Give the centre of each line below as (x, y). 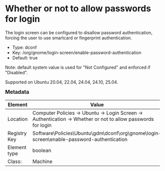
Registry (17, 133)
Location (18, 119)
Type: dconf (24, 47)
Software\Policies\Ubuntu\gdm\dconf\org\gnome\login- (97, 133)
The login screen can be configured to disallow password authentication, (79, 32)
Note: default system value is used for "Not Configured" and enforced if (78, 67)
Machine (42, 161)
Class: (15, 161)
